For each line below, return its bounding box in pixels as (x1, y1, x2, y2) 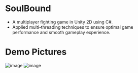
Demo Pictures (5, 47, 67, 57)
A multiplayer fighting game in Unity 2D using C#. (12, 19, 113, 25)
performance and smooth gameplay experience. (12, 29, 110, 35)
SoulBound (5, 3, 51, 14)
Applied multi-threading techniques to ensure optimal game (12, 24, 134, 30)
